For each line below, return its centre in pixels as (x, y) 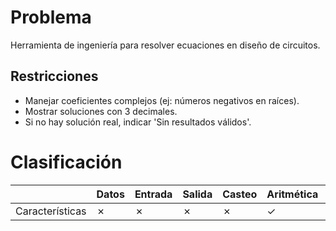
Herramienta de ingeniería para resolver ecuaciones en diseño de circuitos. (165, 45)
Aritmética (292, 194)
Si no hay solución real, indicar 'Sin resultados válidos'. (138, 122)
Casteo (240, 194)
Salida (197, 194)
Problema (51, 17)
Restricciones (54, 76)
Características (51, 211)
